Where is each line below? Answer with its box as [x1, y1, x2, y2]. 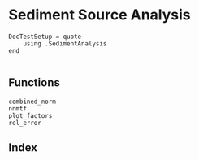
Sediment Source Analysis [8, 6, 191, 24]
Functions [8, 76, 61, 90]
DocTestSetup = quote [8, 32, 82, 41]
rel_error [8, 119, 42, 127]
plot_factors [8, 111, 53, 119]
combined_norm [8, 97, 57, 106]
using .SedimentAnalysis [23, 39, 107, 48]
